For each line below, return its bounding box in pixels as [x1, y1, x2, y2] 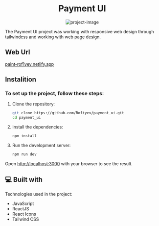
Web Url [5, 48, 30, 56]
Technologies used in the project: [5, 191, 72, 197]
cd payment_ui [12, 115, 41, 120]
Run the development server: [12, 143, 71, 149]
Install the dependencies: [12, 124, 64, 130]
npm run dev [12, 152, 37, 157]
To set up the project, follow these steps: [5, 90, 104, 97]
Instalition [5, 75, 37, 84]
